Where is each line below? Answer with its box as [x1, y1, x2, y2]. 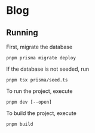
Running [6, 28, 39, 38]
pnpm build [6, 121, 33, 127]
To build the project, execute [6, 110, 76, 117]
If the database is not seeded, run [6, 65, 90, 72]
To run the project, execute [6, 87, 73, 95]
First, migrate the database [6, 43, 73, 50]
